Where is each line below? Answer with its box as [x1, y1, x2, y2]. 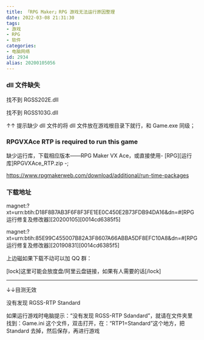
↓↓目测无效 [6, 286, 37, 294]
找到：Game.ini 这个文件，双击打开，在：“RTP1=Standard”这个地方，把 [6, 320, 185, 327]
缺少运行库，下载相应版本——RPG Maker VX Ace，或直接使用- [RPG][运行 [6, 152, 192, 159]
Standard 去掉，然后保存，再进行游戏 [6, 327, 100, 335]
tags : [6, 20, 20, 26]
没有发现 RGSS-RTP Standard [6, 299, 81, 307]
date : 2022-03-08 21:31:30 [6, 15, 75, 21]
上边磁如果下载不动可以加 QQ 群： [6, 255, 92, 262]
